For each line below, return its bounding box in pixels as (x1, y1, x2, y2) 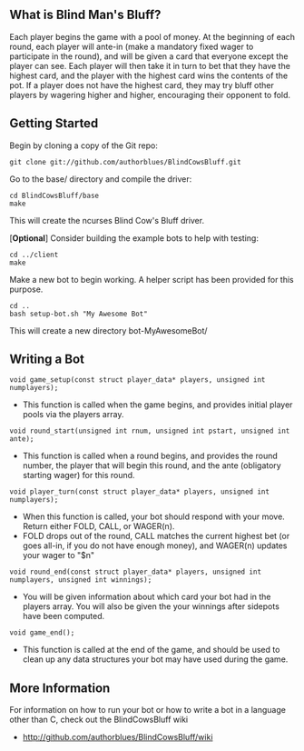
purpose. (9, 284, 44, 295)
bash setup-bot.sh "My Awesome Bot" (9, 309, 148, 318)
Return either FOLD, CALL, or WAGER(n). (22, 521, 175, 532)
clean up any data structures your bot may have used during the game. (22, 654, 289, 665)
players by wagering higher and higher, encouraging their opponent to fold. (9, 89, 291, 100)
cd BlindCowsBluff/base (9, 191, 100, 200)
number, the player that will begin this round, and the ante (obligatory (22, 460, 281, 471)
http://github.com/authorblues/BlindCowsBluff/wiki (22, 732, 213, 743)
